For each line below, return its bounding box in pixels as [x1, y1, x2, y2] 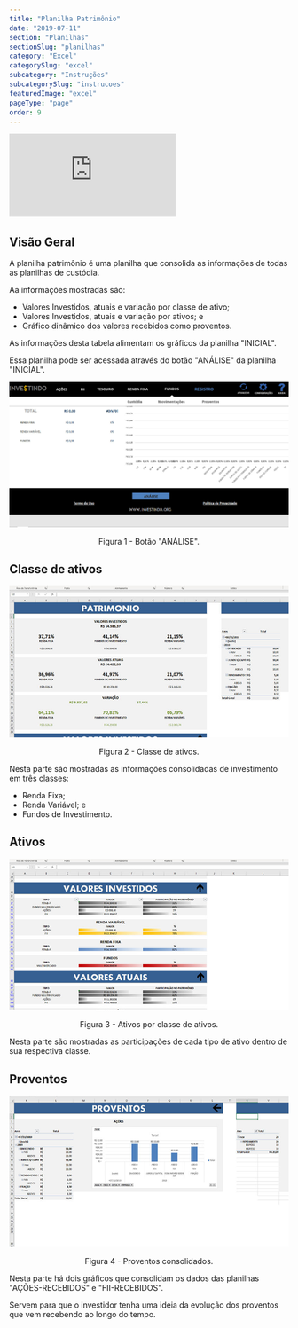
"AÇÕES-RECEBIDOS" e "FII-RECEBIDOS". [9, 1283, 164, 1293]
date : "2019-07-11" [9, 23, 82, 33]
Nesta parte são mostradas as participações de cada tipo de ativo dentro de [9, 1036, 288, 1047]
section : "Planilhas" [9, 33, 90, 42]
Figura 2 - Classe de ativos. [98, 746, 200, 757]
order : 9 [9, 107, 42, 117]
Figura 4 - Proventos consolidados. [84, 1256, 214, 1267]
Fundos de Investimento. [21, 809, 113, 820]
